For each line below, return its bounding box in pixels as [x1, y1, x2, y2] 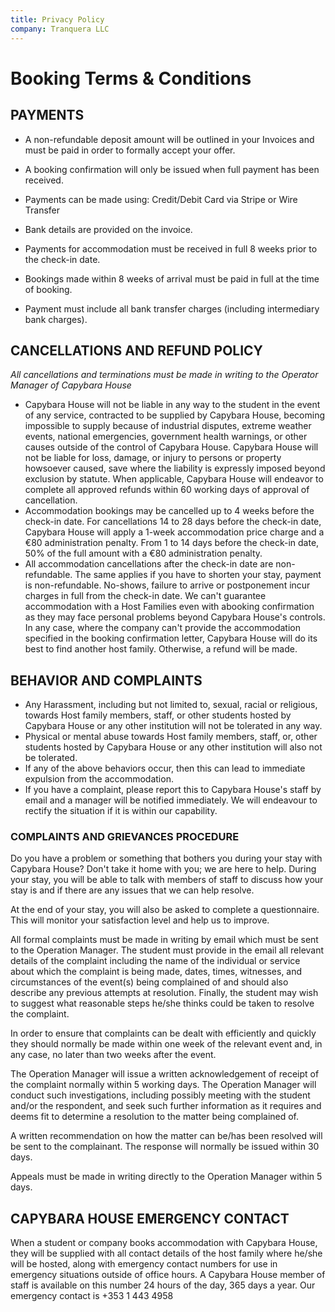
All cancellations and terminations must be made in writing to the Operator [10, 369, 319, 381]
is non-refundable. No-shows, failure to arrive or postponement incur [24, 579, 311, 591]
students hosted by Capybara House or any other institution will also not [24, 741, 323, 753]
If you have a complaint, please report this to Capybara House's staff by [24, 784, 322, 796]
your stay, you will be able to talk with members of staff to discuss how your [10, 874, 324, 886]
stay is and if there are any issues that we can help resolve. [10, 884, 255, 896]
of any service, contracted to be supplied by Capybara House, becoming [24, 409, 325, 421]
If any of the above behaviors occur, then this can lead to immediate [24, 762, 306, 775]
